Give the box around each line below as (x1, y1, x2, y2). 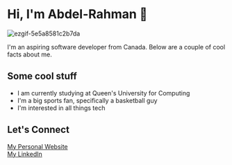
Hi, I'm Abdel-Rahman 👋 (7, 6, 148, 22)
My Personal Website (7, 142, 68, 150)
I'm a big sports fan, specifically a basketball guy (17, 96, 158, 104)
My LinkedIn (7, 150, 43, 158)
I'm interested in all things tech (17, 104, 106, 112)
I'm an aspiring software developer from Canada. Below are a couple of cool (7, 42, 226, 51)
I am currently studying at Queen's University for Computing (17, 88, 190, 97)
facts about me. (7, 50, 52, 58)
